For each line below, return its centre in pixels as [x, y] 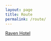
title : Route [19, 14]
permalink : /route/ [26, 19]
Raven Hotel [18, 33]
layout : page [19, 10]
